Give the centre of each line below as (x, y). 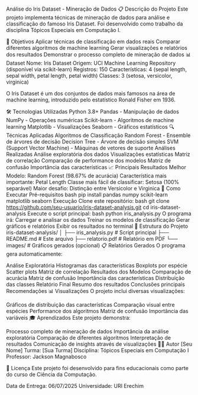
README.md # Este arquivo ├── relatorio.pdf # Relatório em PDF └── (92, 239)
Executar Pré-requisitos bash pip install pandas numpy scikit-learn (87, 195)
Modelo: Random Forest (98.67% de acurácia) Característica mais (87, 176)
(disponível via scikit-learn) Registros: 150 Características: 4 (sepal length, (97, 69)
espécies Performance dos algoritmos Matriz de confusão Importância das (97, 311)
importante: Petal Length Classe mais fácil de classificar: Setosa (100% (93, 182)
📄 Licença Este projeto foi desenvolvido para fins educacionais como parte (98, 368)
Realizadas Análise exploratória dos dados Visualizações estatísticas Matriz (98, 154)
